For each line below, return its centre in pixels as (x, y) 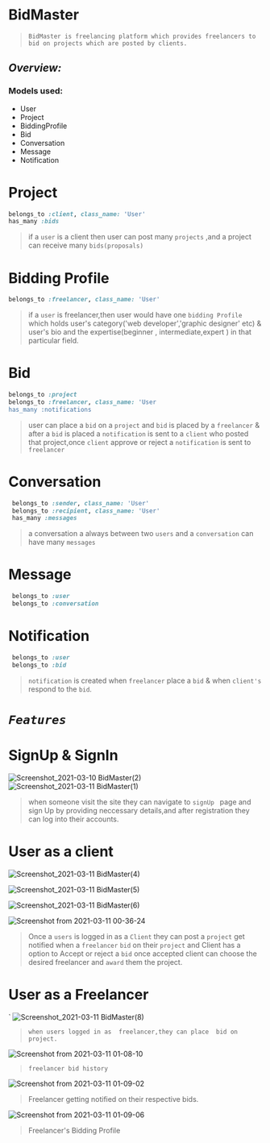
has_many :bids (34, 222)
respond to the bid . (60, 689)
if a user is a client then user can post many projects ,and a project (140, 237)
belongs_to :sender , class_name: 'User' (81, 503)
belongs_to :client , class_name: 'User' (77, 214)
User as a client (61, 851)
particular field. (53, 341)
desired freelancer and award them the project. (105, 962)
